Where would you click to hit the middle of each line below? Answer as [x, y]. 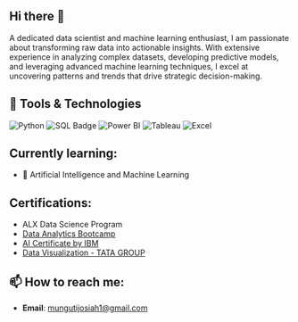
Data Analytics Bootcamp [69, 234]
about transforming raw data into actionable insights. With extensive [135, 47]
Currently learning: [63, 154]
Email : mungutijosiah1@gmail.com [85, 308]
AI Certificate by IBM [60, 244]
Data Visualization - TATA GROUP [83, 253]
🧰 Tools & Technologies [75, 104]
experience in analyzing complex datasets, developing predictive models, [144, 57]
